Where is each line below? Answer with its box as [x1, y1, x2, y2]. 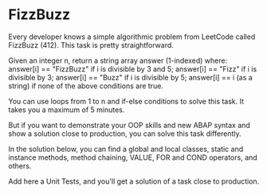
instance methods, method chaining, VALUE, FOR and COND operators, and [8, 153, 257, 162]
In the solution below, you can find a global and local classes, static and [8, 144, 244, 153]
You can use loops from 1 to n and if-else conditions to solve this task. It [8, 96, 245, 106]
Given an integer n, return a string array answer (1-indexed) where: [8, 56, 228, 65]
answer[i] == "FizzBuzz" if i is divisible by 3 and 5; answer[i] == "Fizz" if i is [8, 64, 257, 73]
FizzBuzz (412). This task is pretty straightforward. [8, 40, 174, 49]
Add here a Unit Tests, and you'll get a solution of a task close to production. [8, 177, 260, 186]
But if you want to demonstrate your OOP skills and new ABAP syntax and [8, 120, 251, 130]
